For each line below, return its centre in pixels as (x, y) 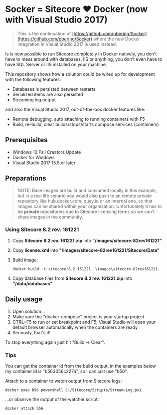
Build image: (25, 260)
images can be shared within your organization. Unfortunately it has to (89, 206)
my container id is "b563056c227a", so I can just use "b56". (67, 371)
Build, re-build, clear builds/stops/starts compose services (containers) (85, 124)
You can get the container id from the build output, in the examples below (81, 366)
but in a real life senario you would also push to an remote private (84, 196)
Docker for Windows (33, 157)
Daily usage (24, 300)
